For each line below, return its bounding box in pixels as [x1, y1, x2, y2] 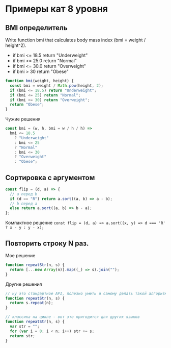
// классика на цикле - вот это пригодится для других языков [5, 314, 140, 319]
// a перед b [10, 191, 38, 196]
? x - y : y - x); [5, 225, 44, 230]
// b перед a [10, 201, 38, 206]
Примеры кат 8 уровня [5, 3, 108, 15]
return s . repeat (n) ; [10, 301, 53, 306]
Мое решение [5, 253, 36, 258]
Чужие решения [5, 116, 41, 122]
